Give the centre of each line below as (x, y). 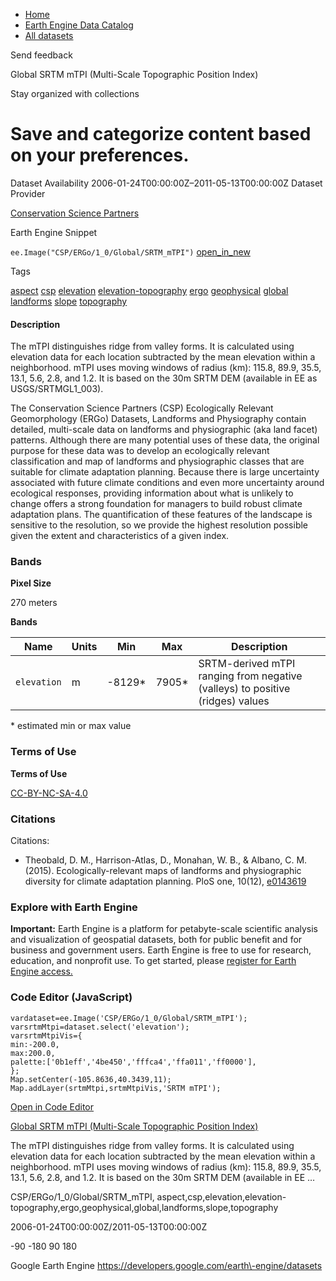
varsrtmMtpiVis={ (46, 1035)
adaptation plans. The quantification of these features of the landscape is (161, 515)
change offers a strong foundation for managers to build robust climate (156, 504)
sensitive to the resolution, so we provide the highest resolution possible (159, 525)
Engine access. (41, 971)
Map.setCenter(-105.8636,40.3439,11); (91, 1079)
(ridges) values (234, 701)
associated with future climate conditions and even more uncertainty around (167, 483)
